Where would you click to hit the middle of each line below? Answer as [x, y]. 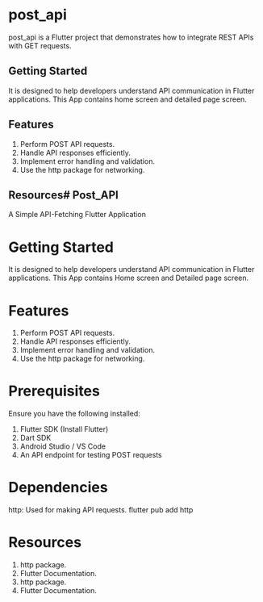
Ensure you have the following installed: [75, 414]
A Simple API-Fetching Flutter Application [77, 215]
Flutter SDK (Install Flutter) [64, 429]
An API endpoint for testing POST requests [91, 455]
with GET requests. [40, 45]
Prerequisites [54, 391]
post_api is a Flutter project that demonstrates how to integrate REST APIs [131, 37]
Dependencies [58, 488]
